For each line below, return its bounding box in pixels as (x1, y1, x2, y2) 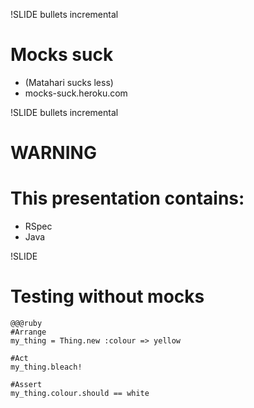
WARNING (10, 142, 97, 164)
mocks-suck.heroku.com (24, 87, 128, 99)
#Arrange (10, 327, 47, 337)
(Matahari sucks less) (24, 76, 114, 88)
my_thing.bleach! (10, 362, 83, 372)
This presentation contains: (10, 187, 245, 210)
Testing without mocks (10, 285, 205, 308)
